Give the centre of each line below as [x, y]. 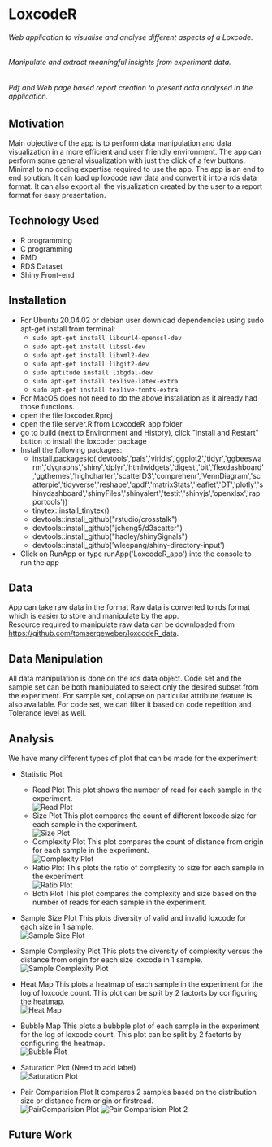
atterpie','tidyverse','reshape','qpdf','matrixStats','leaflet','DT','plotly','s [148, 484]
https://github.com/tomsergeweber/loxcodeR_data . [94, 633]
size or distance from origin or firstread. [87, 1101]
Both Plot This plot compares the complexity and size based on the [145, 894]
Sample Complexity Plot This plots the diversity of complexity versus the [141, 951]
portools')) [50, 501]
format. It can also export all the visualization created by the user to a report [135, 186]
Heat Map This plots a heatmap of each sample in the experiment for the [142, 984]
